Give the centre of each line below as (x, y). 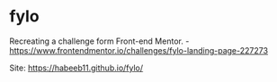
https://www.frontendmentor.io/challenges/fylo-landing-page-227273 (138, 50)
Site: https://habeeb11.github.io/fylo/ (76, 68)
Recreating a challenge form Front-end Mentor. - (99, 41)
